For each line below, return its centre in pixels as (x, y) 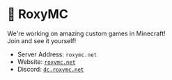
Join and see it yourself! (42, 40)
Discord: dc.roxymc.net (50, 69)
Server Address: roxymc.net (57, 54)
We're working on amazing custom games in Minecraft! (86, 33)
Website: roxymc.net (46, 61)
